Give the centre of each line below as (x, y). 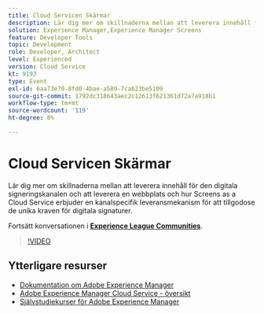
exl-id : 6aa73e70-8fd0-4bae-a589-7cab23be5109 (86, 89)
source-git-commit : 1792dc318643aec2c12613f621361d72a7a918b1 (112, 96)
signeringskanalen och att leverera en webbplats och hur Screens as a (122, 194)
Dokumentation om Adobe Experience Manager (97, 285)
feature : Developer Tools (50, 37)
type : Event (27, 81)
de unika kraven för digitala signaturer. (70, 210)
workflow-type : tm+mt (44, 103)
